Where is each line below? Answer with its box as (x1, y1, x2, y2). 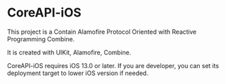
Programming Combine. (7, 34, 75, 43)
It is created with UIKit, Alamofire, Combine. (7, 48, 132, 56)
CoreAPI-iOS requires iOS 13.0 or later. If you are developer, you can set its (7, 61, 219, 70)
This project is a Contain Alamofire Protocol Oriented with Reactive (7, 28, 197, 36)
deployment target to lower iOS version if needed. (7, 69, 149, 77)
